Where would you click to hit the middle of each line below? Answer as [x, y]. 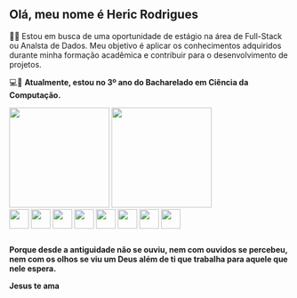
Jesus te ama [34, 286]
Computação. [35, 95]
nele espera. [33, 269]
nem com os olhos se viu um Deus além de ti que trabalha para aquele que [148, 259]
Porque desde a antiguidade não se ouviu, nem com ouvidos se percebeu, [148, 250]
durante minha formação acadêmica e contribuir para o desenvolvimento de [148, 55]
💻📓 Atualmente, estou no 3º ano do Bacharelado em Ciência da [129, 82]
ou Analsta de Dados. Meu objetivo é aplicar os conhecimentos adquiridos [145, 45]
